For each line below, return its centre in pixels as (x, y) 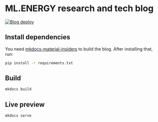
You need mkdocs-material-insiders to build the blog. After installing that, (79, 49)
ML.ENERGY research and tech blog (79, 9)
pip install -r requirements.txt (39, 63)
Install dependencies (38, 37)
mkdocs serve (18, 116)
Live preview (25, 104)
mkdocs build (18, 89)
